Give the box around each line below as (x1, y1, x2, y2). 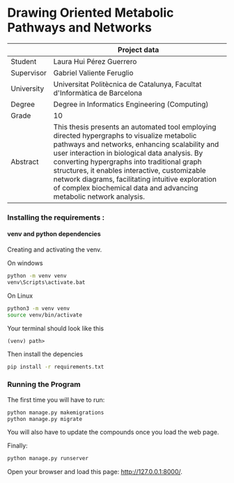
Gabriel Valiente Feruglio (53, 68, 134, 77)
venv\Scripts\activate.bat (7, 279, 86, 286)
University (10, 84, 45, 93)
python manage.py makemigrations (7, 409, 104, 416)
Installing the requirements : (7, 213, 105, 222)
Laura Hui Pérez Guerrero (53, 56, 137, 66)
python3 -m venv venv (7, 305, 70, 312)
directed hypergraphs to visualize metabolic (53, 130, 197, 140)
